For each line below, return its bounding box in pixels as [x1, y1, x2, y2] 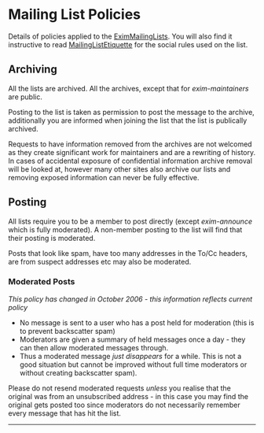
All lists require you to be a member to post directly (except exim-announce [8, 216, 253, 226]
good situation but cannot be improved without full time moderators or [19, 360, 247, 369]
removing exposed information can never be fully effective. [8, 172, 200, 182]
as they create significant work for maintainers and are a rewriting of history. [8, 147, 256, 157]
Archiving [8, 63, 57, 76]
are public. [8, 92, 43, 102]
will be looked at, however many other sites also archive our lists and [8, 164, 231, 174]
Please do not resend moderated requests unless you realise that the [8, 383, 232, 393]
